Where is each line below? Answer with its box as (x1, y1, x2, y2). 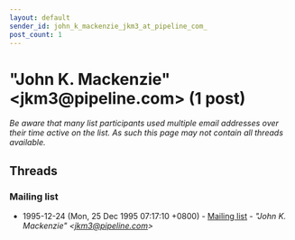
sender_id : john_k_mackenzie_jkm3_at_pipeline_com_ (9, 22, 207, 31)
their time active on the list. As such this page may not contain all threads (9, 127, 284, 138)
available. (9, 137, 47, 148)
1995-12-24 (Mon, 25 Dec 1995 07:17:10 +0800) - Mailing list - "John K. (22, 211, 287, 221)
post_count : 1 (9, 30, 63, 39)
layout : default (9, 13, 70, 23)
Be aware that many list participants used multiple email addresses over (9, 118, 280, 129)
